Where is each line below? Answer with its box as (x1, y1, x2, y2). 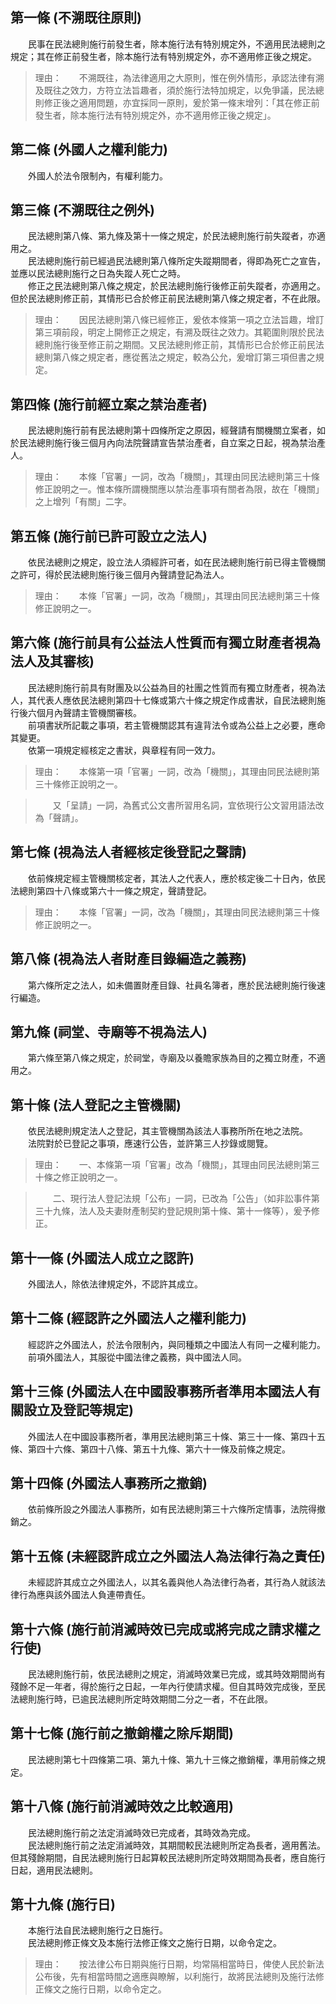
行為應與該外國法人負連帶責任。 (18, 1589, 151, 1601)
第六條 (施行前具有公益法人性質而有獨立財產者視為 (10, 634, 321, 652)
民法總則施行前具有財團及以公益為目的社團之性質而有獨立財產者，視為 (27, 681, 317, 693)
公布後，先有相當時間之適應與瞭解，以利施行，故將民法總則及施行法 (34, 1971, 316, 1983)
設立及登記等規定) (23, 1402, 134, 1419)
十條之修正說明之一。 (34, 1171, 123, 1183)
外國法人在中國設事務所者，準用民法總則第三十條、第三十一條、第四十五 (27, 1430, 326, 1442)
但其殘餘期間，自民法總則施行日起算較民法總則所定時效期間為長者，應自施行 (10, 1851, 326, 1863)
